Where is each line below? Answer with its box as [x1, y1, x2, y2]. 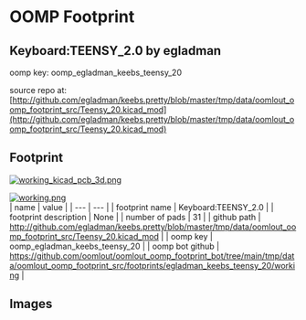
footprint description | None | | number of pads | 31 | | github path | [9, 211, 261, 222]
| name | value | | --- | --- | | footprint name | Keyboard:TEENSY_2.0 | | [9, 201, 274, 212]
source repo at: [9, 85, 67, 95]
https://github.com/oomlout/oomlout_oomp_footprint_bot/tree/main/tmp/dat [9, 250, 295, 261]
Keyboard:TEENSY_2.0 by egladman [9, 43, 222, 59]
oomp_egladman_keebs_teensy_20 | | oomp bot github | [9, 240, 220, 251]
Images [9, 296, 53, 312]
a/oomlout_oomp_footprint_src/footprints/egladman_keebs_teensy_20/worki [9, 260, 295, 271]
